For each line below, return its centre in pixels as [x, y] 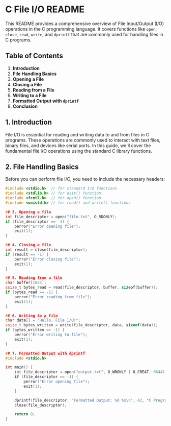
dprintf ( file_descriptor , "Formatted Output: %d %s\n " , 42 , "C [83, 400]
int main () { [19, 367]
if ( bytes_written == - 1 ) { [35, 330]
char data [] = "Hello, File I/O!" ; [43, 320]
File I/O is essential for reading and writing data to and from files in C [77, 134]
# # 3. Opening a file [28, 212]
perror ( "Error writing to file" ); [51, 335]
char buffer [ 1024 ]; [26, 283]
